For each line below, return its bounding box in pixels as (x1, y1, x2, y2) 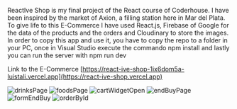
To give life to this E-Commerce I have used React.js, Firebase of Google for (7, 21, 229, 29)
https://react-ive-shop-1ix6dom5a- (82, 65, 184, 73)
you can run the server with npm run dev (7, 51, 126, 59)
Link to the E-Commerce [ (7, 65, 83, 73)
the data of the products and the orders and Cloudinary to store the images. (7, 28, 229, 37)
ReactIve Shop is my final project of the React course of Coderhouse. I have (7, 6, 229, 14)
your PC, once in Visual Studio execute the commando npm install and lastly (7, 44, 230, 52)
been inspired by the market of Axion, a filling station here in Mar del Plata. (7, 13, 226, 22)
